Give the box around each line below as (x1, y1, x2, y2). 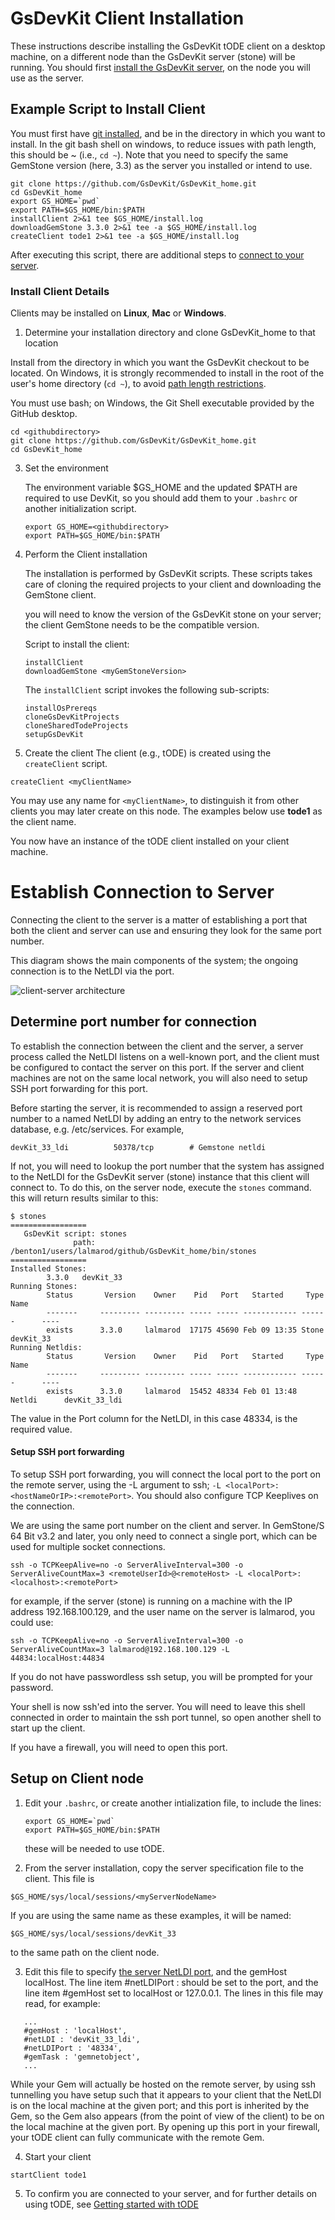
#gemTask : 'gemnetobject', (23, 2052, 141, 2062)
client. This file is (24, 1872, 95, 1884)
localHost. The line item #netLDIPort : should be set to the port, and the (24, 1976, 319, 1988)
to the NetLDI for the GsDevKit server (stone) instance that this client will (10, 1170, 310, 1182)
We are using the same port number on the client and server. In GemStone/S (10, 1520, 325, 1531)
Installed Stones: (10, 1263, 87, 1274)
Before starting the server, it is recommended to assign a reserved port (10, 1102, 303, 1114)
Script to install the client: (24, 638, 130, 651)
